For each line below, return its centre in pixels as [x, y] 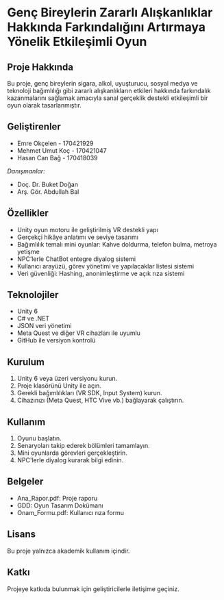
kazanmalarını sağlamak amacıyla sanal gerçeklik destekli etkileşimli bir [108, 98]
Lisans [22, 535]
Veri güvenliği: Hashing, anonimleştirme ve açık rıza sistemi [101, 273]
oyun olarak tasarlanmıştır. [45, 105]
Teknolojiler [33, 295]
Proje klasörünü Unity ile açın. [59, 386]
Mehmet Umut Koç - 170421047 [62, 150]
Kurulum [26, 362]
